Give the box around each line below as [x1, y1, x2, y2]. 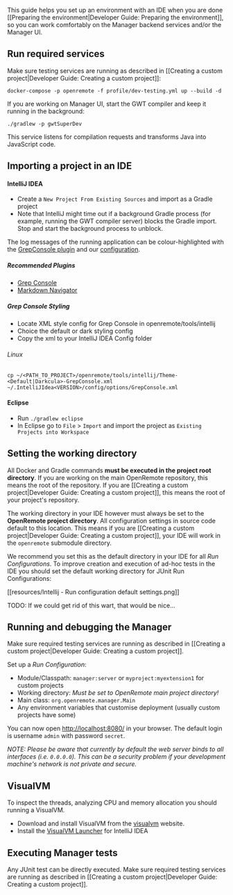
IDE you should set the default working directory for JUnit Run [7, 566, 185, 575]
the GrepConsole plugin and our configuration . [7, 245, 141, 254]
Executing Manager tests [7, 847, 118, 859]
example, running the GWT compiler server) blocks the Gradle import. [17, 217, 217, 225]
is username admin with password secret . [7, 732, 126, 740]
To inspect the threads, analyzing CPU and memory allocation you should [7, 798, 217, 807]
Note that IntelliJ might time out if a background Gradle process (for [17, 210, 212, 218]
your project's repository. [7, 495, 80, 504]
